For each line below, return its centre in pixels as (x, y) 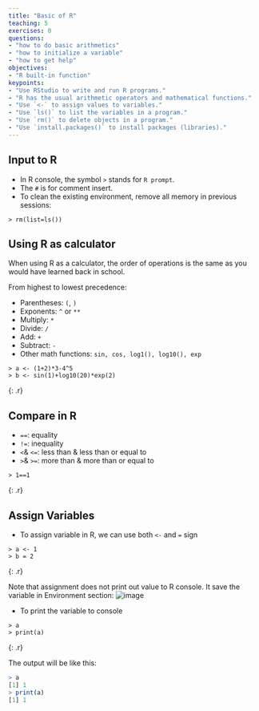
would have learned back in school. (67, 272)
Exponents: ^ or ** (50, 311)
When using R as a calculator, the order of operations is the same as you (128, 263)
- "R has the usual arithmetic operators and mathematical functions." (130, 98)
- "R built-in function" (50, 75)
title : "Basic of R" (43, 16)
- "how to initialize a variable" (66, 53)
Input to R (33, 160)
